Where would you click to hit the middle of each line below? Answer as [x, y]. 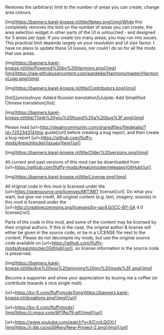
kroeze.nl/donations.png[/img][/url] [41, 298]
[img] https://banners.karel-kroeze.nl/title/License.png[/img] [66, 177]
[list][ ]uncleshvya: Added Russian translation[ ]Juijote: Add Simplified [75, 98]
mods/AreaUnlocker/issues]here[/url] [43, 143]
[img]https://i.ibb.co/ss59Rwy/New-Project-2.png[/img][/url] [66, 327]
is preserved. [18, 253]
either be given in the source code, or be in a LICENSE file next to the [75, 233]
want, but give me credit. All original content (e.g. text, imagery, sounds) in [81, 197]
